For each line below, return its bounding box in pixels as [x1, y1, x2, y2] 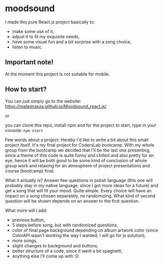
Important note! [5, 58, 54, 66]
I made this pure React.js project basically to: [5, 19, 95, 25]
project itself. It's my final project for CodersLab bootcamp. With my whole [5, 142, 155, 148]
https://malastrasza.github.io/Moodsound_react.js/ [5, 103, 107, 109]
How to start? [5, 85, 47, 94]
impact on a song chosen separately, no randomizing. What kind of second [5, 193, 156, 199]
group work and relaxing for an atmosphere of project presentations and [5, 163, 150, 169]
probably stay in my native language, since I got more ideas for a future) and [5, 182, 159, 188]
